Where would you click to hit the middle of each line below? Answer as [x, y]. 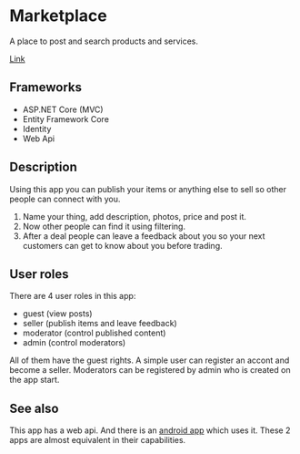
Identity [37, 129]
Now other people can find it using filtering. [104, 226]
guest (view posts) [57, 314]
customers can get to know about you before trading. [122, 245]
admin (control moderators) [74, 343]
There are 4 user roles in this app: [73, 296]
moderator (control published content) [94, 333]
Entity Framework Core [65, 119]
